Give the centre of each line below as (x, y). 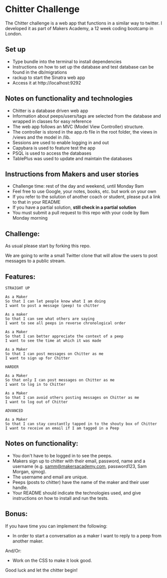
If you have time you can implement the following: (56, 526)
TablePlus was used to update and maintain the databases (72, 158)
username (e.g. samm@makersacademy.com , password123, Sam (80, 466)
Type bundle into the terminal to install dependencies (67, 62)
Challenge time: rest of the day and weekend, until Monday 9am (78, 186)
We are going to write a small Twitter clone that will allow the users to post (82, 256)
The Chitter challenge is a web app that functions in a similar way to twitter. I (83, 23)
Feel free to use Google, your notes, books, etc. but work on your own (84, 192)
